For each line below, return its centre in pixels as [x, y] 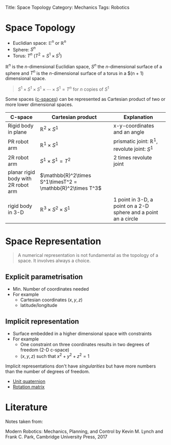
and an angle [129, 132]
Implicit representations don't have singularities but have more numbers [81, 366]
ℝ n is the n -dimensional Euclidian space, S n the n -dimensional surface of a [84, 66]
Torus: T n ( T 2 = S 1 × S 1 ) [37, 55]
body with [20, 178]
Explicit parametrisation [44, 277]
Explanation [138, 117]
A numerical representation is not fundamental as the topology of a [88, 255]
